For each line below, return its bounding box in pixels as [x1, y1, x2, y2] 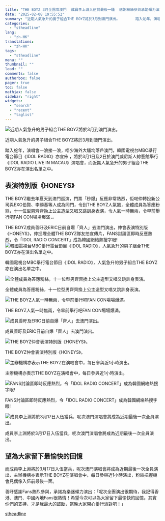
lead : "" [5, 67, 23, 72]
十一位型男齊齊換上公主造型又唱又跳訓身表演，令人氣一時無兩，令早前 [13, 207, 156, 214]
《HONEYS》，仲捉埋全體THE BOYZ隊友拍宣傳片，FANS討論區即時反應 [5, 231, 148, 236]
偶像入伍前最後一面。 [13, 478, 57, 484]
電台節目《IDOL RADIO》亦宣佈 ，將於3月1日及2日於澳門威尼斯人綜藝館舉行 [5, 153, 159, 159]
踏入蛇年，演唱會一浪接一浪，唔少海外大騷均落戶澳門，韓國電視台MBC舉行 [5, 147, 157, 153]
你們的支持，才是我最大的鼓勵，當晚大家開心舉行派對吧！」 [5, 501, 126, 507]
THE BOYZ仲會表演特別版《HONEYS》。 [5, 349, 85, 355]
